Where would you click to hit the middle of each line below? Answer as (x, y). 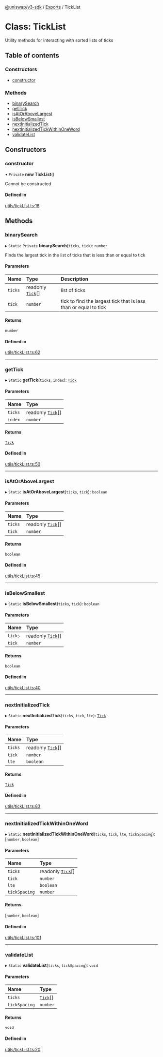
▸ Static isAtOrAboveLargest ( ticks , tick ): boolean (56, 492)
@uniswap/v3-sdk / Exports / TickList (43, 7)
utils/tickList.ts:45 (23, 576)
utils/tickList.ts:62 (23, 352)
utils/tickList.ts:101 (23, 938)
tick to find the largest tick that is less (103, 301)
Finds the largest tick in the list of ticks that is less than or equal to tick (75, 255)
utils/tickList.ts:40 (23, 687)
